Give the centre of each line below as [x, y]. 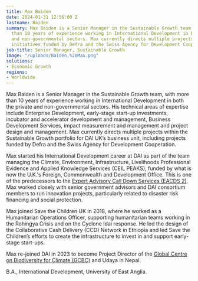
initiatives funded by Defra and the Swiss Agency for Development [96, 45]
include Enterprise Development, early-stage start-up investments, [87, 113]
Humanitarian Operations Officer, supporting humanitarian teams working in [98, 218]
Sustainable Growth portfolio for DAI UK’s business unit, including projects [96, 138]
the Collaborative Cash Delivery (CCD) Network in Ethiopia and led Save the [98, 230]
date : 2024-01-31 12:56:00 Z [42, 17]
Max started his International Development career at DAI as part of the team [98, 156]
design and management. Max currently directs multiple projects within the [97, 132]
